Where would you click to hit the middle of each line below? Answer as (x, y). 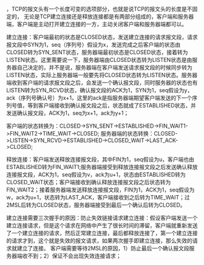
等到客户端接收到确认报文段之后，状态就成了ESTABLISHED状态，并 (111, 105)
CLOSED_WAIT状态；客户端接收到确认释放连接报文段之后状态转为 (89, 182)
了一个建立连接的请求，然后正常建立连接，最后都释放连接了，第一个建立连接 (102, 233)
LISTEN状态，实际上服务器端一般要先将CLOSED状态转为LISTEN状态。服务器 (102, 75)
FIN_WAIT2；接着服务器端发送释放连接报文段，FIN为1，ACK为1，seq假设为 (100, 190)
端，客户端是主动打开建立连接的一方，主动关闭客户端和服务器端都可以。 (97, 24)
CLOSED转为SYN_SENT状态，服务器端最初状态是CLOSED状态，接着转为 (97, 52)
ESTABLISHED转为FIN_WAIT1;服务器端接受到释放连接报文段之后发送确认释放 (102, 167)
